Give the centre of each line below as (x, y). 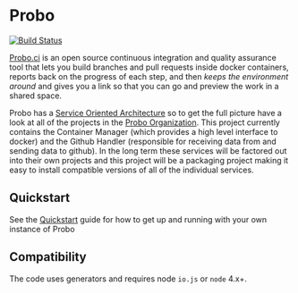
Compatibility (48, 257)
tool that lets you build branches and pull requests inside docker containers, (149, 67)
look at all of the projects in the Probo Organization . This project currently (145, 122)
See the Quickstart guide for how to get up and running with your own (138, 219)
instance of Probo (42, 229)
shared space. (36, 96)
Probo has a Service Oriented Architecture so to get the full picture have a (145, 113)
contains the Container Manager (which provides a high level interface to (144, 131)
